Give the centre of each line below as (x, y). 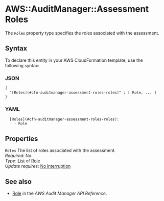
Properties (22, 138)
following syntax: (22, 65)
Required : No (18, 156)
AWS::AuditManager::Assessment (77, 9)
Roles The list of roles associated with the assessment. (60, 151)
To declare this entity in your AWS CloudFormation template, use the (74, 60)
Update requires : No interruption (38, 166)
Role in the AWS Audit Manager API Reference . (59, 193)
